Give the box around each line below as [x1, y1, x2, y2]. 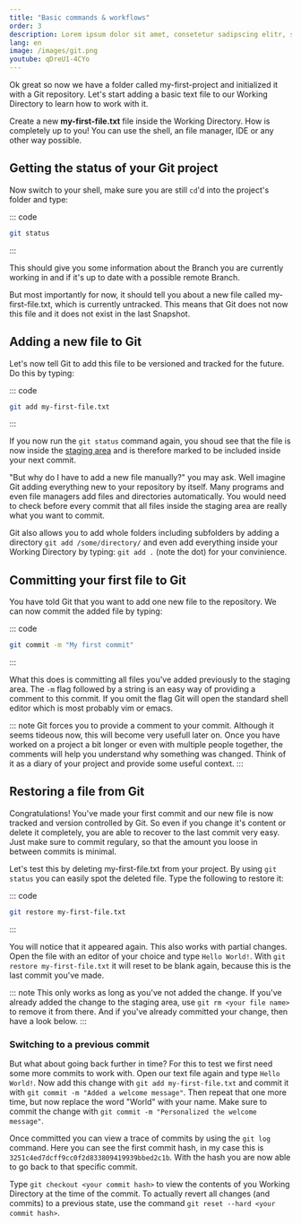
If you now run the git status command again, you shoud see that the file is [9, 436, 291, 446]
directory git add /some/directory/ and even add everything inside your [9, 537, 279, 548]
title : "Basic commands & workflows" [9, 13, 150, 22]
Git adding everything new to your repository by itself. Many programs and [9, 481, 285, 493]
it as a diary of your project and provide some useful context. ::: [9, 758, 244, 769]
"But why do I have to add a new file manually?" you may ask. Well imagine [9, 472, 286, 483]
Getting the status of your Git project [9, 160, 219, 176]
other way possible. [9, 135, 82, 145]
